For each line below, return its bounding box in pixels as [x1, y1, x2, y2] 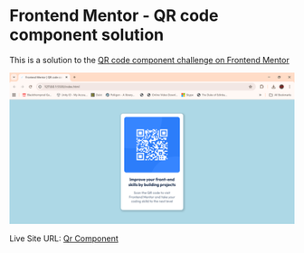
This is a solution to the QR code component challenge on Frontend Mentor [9, 54, 290, 65]
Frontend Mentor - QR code [9, 5, 219, 26]
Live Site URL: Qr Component [9, 232, 119, 244]
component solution [9, 24, 165, 45]
